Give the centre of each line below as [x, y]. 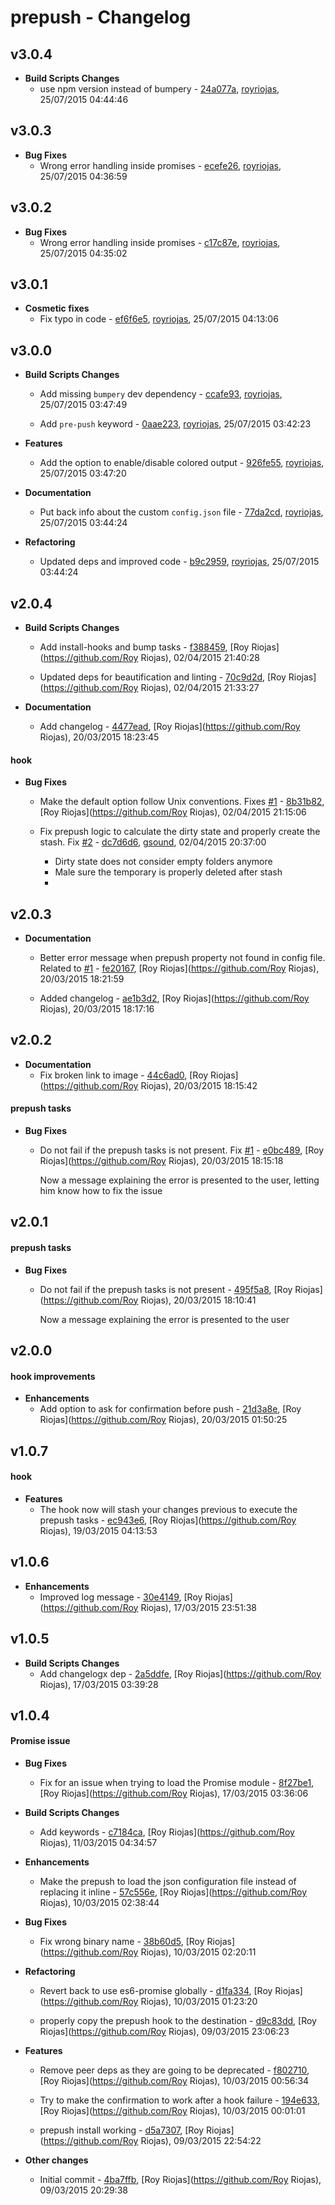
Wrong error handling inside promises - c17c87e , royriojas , [160, 242]
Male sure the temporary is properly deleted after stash [168, 872]
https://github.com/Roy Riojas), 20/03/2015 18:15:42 [150, 1085]
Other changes [56, 2160]
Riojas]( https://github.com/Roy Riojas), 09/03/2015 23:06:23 [164, 2032]
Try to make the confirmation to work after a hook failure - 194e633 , [179, 2100]
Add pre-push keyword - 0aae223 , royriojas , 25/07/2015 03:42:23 [175, 424]
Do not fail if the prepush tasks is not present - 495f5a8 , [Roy [166, 1289]
